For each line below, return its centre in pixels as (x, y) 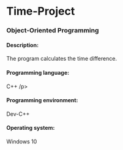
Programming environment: (42, 100)
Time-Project (41, 11)
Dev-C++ (18, 114)
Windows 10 (22, 141)
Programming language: (38, 72)
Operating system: (31, 128)
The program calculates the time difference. (62, 59)
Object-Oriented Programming (53, 31)
